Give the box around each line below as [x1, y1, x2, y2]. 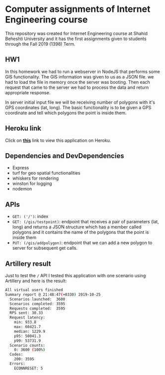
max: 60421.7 [14, 324, 41, 329]
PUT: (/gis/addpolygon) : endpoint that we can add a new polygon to [12, 240, 153, 246]
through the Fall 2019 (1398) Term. [5, 41, 76, 47]
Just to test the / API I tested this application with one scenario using [5, 273, 146, 278]
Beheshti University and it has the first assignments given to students [5, 36, 147, 42]
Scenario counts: [9, 343, 46, 348]
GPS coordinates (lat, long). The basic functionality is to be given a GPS [5, 104, 152, 110]
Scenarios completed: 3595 [9, 301, 65, 306]
